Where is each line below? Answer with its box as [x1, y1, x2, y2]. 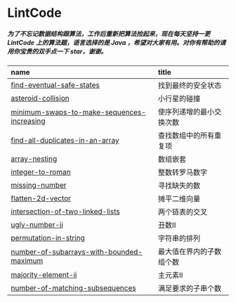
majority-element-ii [11, 270, 77, 280]
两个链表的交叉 [157, 207, 208, 217]
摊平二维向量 [157, 194, 201, 204]
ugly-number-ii [11, 220, 63, 230]
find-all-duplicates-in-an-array [11, 136, 119, 146]
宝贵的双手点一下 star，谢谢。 [19, 47, 107, 56]
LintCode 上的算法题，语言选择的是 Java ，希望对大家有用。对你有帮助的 [7, 38, 220, 46]
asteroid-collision [11, 94, 70, 103]
